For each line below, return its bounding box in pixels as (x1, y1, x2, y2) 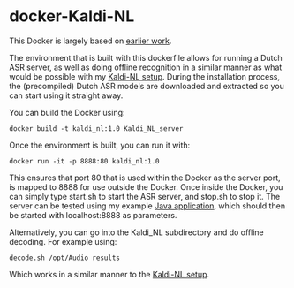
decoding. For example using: (9, 236, 117, 246)
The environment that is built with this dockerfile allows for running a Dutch (9, 52, 283, 63)
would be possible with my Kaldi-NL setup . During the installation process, (9, 71, 281, 81)
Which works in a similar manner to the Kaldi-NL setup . (9, 269, 210, 279)
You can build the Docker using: (9, 107, 125, 117)
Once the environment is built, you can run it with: (9, 140, 191, 150)
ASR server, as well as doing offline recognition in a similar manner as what (9, 62, 283, 72)
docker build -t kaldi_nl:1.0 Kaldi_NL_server (9, 124, 184, 133)
